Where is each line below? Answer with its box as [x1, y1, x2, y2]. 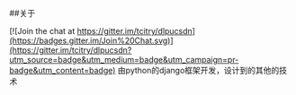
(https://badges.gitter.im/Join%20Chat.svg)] [9, 35, 174, 46]
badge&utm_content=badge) [9, 65, 116, 75]
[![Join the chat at [9, 26, 76, 36]
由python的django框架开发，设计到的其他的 [117, 65, 280, 75]
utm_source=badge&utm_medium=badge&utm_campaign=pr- [9, 55, 239, 65]
